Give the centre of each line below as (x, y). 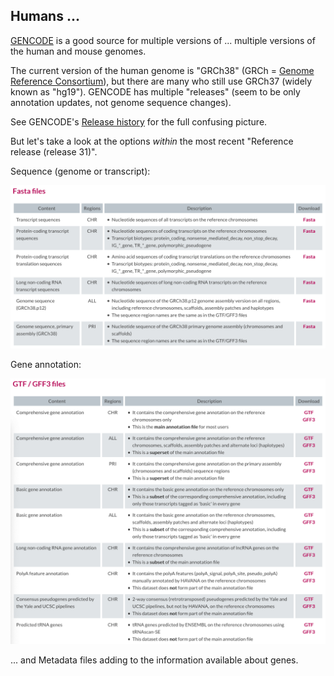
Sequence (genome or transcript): (80, 171)
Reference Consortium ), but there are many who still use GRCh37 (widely (161, 81)
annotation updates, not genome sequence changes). (121, 102)
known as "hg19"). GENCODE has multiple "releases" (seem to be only (155, 91)
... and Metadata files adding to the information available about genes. (154, 660)
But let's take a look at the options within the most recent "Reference (152, 141)
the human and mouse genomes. (78, 51)
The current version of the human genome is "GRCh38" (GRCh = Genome (162, 70)
